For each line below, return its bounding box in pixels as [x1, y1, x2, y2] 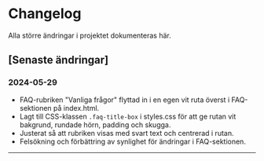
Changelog [8, 5, 82, 23]
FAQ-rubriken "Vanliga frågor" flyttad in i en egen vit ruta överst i [19, 95, 230, 104]
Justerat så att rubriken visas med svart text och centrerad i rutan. [19, 128, 234, 137]
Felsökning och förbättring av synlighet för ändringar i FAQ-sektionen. [19, 137, 246, 146]
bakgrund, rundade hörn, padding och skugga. [19, 119, 171, 130]
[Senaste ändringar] [8, 53, 109, 67]
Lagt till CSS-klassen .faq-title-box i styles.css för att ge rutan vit [19, 112, 236, 121]
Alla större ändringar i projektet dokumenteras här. [8, 31, 171, 40]
